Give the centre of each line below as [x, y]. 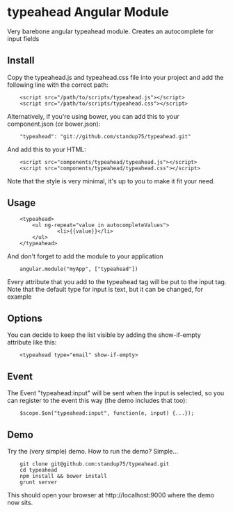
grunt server [39, 482]
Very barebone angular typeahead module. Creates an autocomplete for [111, 31]
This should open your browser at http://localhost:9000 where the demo [111, 495]
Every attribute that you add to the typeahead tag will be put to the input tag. [117, 281]
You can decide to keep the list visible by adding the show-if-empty [104, 335]
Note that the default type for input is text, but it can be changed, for [105, 289]
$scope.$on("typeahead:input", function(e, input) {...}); [107, 413]
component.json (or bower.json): [54, 124]
